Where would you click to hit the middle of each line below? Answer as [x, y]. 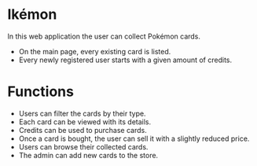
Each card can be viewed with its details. [85, 122]
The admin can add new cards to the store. [88, 155]
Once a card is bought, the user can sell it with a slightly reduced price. [134, 138]
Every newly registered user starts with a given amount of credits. [125, 60]
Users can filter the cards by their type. [82, 113]
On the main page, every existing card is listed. [95, 51]
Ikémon [32, 15]
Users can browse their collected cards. [83, 146]
